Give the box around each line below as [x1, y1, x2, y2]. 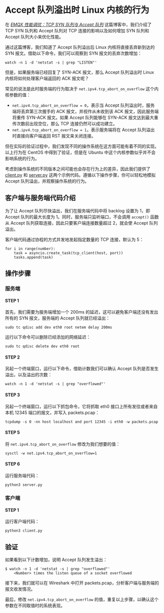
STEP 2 [5, 354, 20, 360]
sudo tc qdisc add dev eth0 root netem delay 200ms [5, 325, 112, 330]
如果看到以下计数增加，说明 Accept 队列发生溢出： [5, 557, 107, 563]
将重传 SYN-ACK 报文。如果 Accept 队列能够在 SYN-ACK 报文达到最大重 [12, 114, 159, 120]
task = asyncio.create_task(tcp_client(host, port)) [14, 250, 123, 255]
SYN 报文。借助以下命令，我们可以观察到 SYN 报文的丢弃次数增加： [5, 50, 142, 56]
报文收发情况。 [5, 586, 35, 592]
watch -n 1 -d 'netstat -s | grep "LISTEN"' [5, 60, 97, 65]
